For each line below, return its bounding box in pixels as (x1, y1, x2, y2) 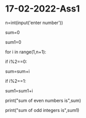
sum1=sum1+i (5, 87, 33, 93)
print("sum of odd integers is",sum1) (5, 107, 79, 113)
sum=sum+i (5, 68, 30, 74)
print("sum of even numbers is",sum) (5, 97, 81, 103)
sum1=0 (5, 39, 21, 45)
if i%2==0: (5, 58, 27, 64)
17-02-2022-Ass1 (5, 3, 80, 15)
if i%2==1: (5, 78, 26, 84)
